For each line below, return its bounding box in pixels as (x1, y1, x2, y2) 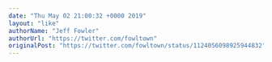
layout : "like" (8, 19, 60, 27)
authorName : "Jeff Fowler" (8, 27, 100, 35)
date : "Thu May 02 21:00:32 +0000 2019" (8, 11, 147, 20)
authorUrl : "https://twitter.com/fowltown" (8, 34, 158, 43)
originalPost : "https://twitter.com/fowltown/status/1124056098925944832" (8, 42, 266, 50)
